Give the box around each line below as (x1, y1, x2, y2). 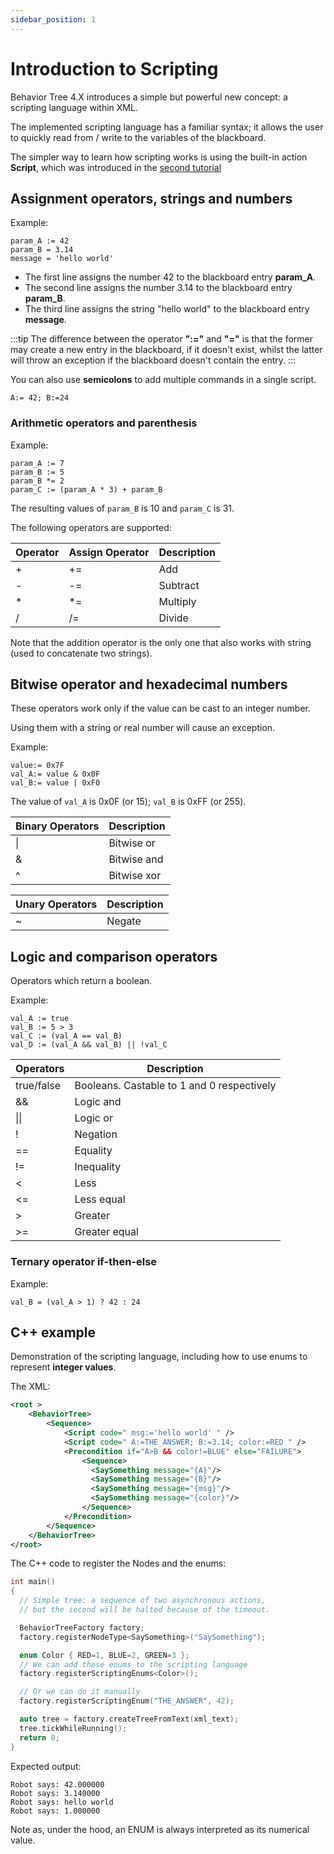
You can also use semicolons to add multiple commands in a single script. (10, 374, 317, 386)
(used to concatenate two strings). (10, 647, 153, 659)
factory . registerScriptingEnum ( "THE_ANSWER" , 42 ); (19, 1696, 235, 1706)
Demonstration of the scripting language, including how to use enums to (10, 1351, 308, 1363)
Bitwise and (108, 852, 164, 866)
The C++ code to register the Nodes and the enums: (10, 1557, 227, 1570)
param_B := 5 (10, 467, 65, 477)
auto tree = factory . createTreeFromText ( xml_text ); (19, 1714, 240, 1725)
